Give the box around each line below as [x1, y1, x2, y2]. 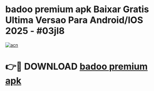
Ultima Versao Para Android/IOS [5, 14, 143, 26]
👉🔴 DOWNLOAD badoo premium [5, 61, 148, 72]
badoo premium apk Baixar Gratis [5, 4, 149, 15]
